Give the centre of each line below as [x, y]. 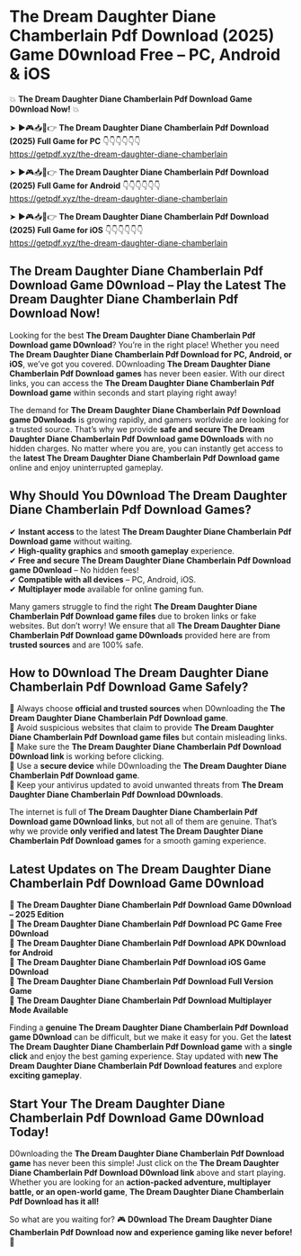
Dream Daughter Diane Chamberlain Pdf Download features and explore [146, 1066]
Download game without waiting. [71, 541]
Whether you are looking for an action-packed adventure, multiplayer [140, 1182]
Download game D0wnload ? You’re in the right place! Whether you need [145, 345]
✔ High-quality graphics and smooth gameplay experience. [122, 550]
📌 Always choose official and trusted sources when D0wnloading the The [147, 709]
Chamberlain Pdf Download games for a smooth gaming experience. [138, 841]
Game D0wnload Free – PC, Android [145, 55]
